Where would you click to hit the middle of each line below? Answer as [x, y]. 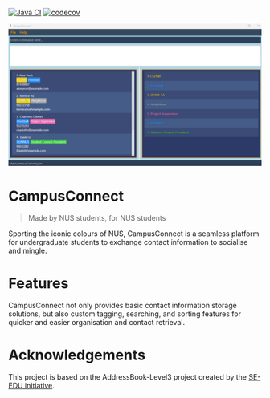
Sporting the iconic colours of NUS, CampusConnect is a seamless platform [134, 234]
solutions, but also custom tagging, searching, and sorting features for [125, 314]
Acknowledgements [77, 355]
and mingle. [28, 251]
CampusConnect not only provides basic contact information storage [123, 306]
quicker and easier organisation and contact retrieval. [97, 323]
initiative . [39, 386]
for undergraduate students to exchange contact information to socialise [128, 242]
